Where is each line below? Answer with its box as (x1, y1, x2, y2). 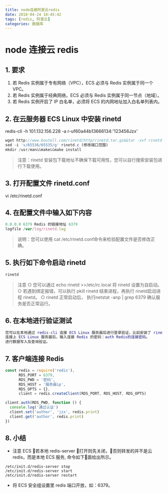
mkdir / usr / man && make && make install (5, 147, 81, 152)
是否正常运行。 (21, 300, 53, 306)
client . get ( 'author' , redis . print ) (9, 414, 84, 419)
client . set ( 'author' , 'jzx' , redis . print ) (9, 410, 99, 415)
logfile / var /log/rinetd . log (5, 227, 66, 232)
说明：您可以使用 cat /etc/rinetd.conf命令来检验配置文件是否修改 (17, 236, 151, 242)
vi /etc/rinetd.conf (5, 193, 42, 199)
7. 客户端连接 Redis (5, 354, 64, 363)
